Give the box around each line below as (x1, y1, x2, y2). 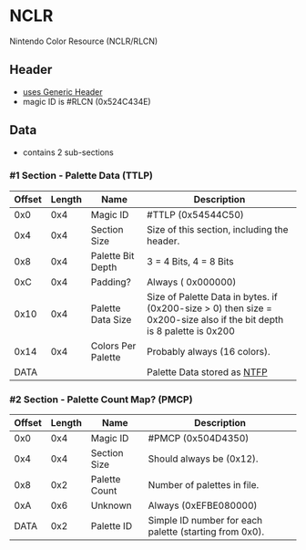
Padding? (90, 275, 132, 288)
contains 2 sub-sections (22, 147, 114, 158)
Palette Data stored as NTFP (147, 366, 268, 379)
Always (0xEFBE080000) (148, 499, 258, 512)
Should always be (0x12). (148, 452, 259, 465)
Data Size (90, 313, 132, 326)
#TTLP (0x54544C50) (147, 208, 244, 221)
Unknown (90, 499, 132, 512)
